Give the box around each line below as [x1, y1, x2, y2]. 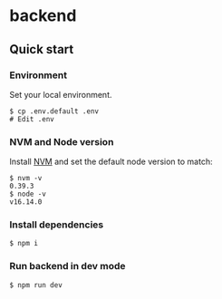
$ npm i [9, 239, 39, 248]
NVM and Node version [9, 135, 114, 148]
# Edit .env [9, 114, 54, 123]
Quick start [9, 42, 74, 57]
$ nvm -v [9, 174, 43, 183]
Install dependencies [9, 218, 104, 231]
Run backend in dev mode [9, 260, 126, 273]
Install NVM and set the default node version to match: [9, 156, 213, 168]
